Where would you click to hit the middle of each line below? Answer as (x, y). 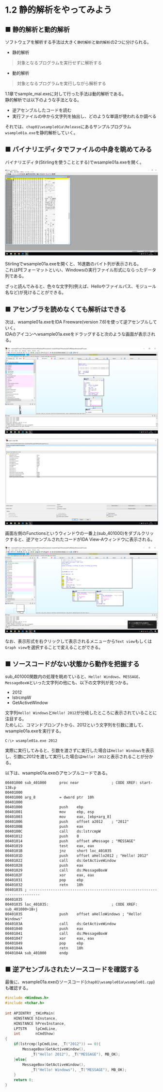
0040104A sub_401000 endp (37, 953)
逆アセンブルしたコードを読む (42, 110)
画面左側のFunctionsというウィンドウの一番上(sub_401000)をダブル (73, 533)
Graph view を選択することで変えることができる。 (54, 647)
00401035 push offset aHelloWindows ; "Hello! (73, 914)
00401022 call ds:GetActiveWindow (61, 861)
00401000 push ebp (44, 807)
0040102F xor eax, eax (50, 875)
